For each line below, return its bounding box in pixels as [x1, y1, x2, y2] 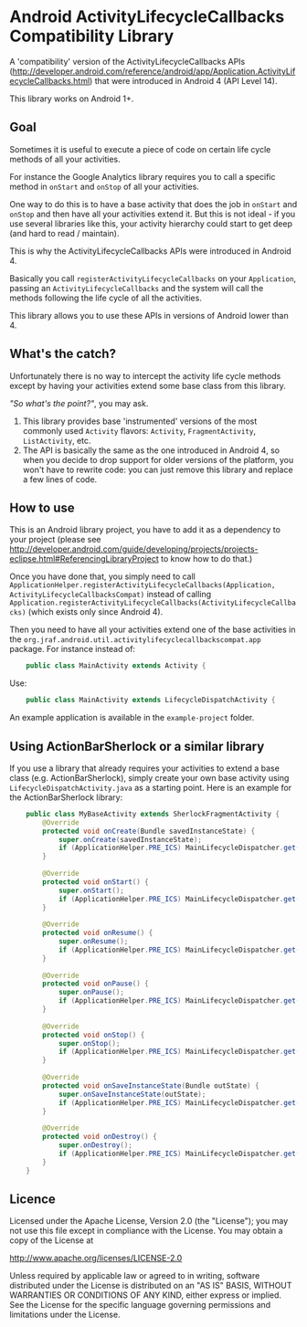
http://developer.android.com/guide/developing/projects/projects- [9, 543, 259, 554]
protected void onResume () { [42, 929, 153, 938]
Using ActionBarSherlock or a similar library [9, 738, 265, 754]
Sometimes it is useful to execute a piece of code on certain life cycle [9, 143, 271, 154]
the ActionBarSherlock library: [9, 792, 123, 803]
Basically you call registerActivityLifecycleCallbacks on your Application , [9, 272, 297, 284]
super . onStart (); [58, 886, 125, 895]
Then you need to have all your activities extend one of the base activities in [9, 624, 296, 636]
